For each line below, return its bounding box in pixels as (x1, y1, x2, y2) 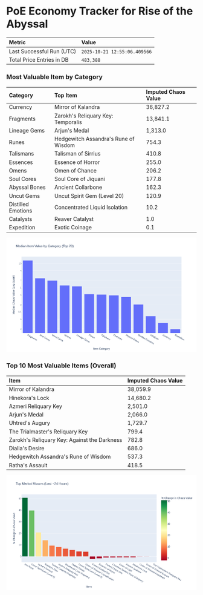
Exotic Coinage (54, 224, 92, 231)
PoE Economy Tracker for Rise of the (6, 4, 193, 18)
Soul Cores (8, 176, 37, 183)
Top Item (54, 91, 77, 99)
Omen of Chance (54, 166, 97, 174)
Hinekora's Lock (8, 394, 50, 401)
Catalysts (8, 215, 33, 223)
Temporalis (54, 118, 83, 125)
